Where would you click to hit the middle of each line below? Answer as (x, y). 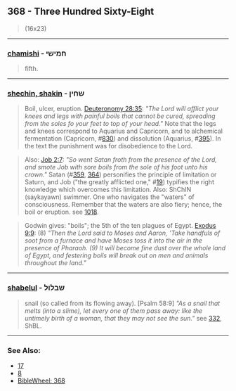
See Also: (24, 350)
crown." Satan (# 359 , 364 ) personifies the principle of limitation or (120, 174)
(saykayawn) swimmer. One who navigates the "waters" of (109, 197)
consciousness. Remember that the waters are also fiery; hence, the (123, 205)
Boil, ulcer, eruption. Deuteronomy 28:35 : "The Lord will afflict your (122, 109)
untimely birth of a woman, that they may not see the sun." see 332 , (123, 318)
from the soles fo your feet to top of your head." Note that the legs (120, 124)
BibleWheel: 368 (41, 380)
